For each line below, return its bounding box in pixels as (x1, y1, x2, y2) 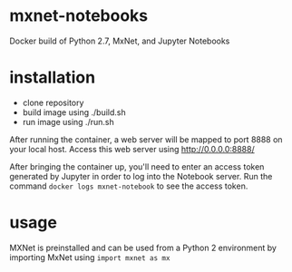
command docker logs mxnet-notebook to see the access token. (9, 180, 248, 191)
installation (9, 67, 96, 88)
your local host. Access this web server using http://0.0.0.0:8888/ (9, 143, 256, 154)
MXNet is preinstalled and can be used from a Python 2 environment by (9, 242, 277, 253)
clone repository (22, 97, 84, 108)
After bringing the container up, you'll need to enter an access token (9, 160, 265, 172)
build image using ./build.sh (22, 106, 126, 118)
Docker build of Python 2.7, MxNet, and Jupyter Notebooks (9, 35, 230, 46)
